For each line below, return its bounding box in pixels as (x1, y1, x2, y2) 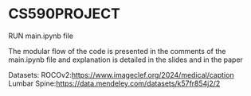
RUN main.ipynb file (8, 31, 74, 40)
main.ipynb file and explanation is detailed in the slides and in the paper (8, 55, 243, 64)
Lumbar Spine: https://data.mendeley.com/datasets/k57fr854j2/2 (8, 79, 221, 88)
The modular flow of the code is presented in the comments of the (8, 46, 226, 56)
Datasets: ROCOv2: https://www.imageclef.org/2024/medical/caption (8, 70, 234, 79)
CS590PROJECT (8, 5, 121, 23)
